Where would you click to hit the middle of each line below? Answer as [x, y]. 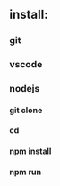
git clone [26, 110]
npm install [30, 151]
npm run [26, 172]
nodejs [25, 89]
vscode [26, 65]
